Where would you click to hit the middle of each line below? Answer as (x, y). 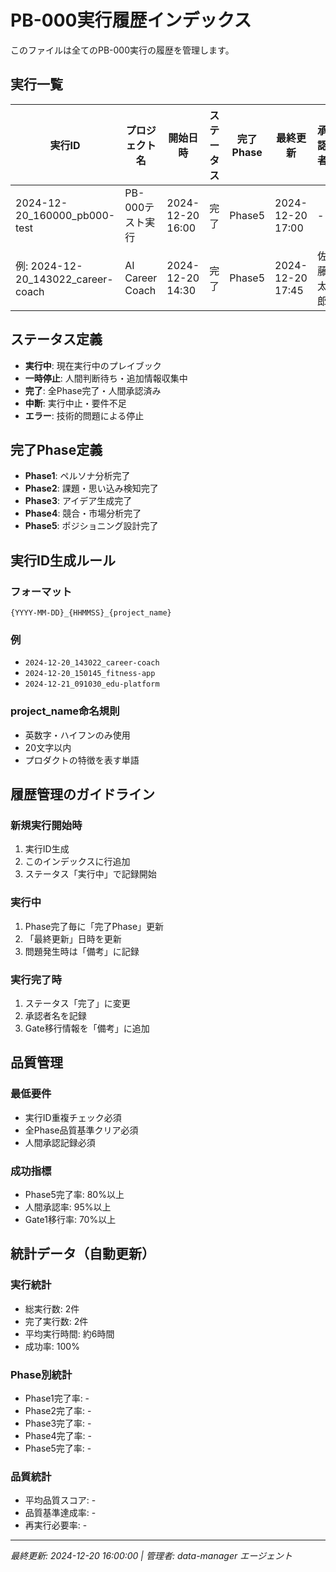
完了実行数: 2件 (56, 1321)
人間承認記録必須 (60, 1142)
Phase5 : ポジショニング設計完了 (91, 526)
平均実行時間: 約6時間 (69, 1333)
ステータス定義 (56, 339)
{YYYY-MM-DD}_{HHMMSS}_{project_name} (91, 613)
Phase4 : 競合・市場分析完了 (83, 513)
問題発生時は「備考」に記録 (82, 951)
